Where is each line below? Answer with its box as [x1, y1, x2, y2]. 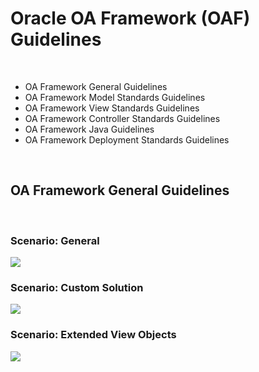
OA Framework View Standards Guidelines [24, 102, 200, 114]
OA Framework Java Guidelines [24, 123, 155, 135]
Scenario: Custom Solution [10, 280, 144, 294]
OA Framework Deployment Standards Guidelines [24, 133, 230, 146]
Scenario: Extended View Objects [10, 328, 177, 342]
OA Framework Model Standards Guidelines [24, 91, 206, 103]
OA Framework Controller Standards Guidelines [24, 112, 221, 124]
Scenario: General [10, 233, 100, 247]
